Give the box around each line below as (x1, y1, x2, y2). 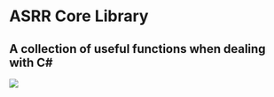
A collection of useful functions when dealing (9, 41, 266, 56)
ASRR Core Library (9, 6, 149, 26)
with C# (9, 55, 53, 70)
